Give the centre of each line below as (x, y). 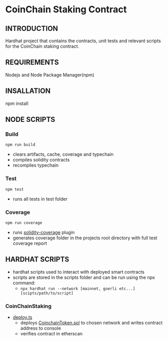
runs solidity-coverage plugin (44, 232)
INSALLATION (28, 91)
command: (24, 283)
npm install (17, 103)
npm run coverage (24, 223)
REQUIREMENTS (32, 62)
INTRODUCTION (32, 29)
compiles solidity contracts (41, 160)
